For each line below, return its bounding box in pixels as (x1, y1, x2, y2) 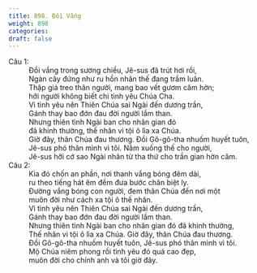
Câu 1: (8, 57, 30, 67)
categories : (8, 27, 49, 35)
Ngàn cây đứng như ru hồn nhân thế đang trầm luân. (28, 74, 204, 84)
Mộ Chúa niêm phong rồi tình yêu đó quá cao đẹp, (28, 247, 197, 257)
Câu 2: (8, 160, 31, 171)
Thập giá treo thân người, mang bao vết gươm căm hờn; (28, 83, 215, 93)
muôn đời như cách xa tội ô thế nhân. (28, 195, 153, 205)
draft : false (8, 34, 53, 43)
